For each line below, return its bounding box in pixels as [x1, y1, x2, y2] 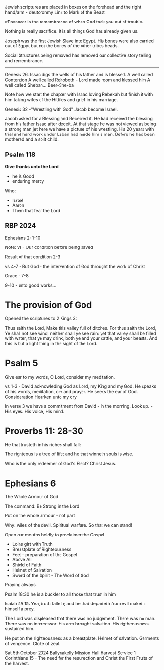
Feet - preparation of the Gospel [12, 552, 77, 558]
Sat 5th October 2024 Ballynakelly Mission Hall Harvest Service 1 [5, 650, 136, 656]
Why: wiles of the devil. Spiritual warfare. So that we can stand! [5, 522, 133, 528]
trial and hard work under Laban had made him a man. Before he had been [5, 132, 155, 137]
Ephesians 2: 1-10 [5, 235, 41, 241]
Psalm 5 [5, 357, 38, 369]
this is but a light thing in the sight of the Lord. [5, 340, 98, 346]
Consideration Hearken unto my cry [5, 394, 77, 400]
